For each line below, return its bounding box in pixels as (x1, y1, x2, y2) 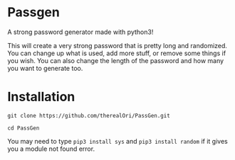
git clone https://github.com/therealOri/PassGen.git (7, 112, 171, 119)
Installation (7, 89, 75, 105)
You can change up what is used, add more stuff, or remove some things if (7, 49, 226, 57)
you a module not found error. (7, 144, 95, 153)
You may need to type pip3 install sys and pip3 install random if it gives (7, 137, 228, 145)
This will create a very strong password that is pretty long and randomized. (7, 41, 228, 50)
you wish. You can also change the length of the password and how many (7, 56, 224, 64)
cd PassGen (7, 125, 40, 132)
